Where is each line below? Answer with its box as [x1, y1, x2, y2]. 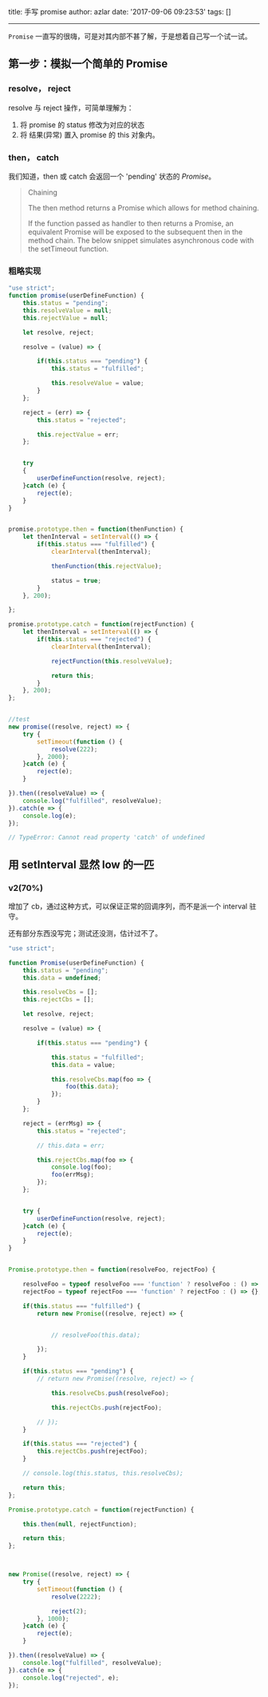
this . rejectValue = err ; [37, 431, 120, 439]
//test [8, 716, 30, 724]
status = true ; [50, 576, 102, 584]
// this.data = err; [37, 1141, 105, 1149]
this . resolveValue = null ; [22, 307, 112, 315]
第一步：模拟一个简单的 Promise [8, 57, 168, 70]
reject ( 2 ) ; [50, 1607, 88, 1615]
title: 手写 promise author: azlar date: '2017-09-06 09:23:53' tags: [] [8, 7, 231, 16]
